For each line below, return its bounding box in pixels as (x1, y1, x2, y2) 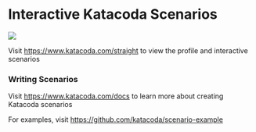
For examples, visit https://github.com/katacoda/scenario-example (8, 115, 223, 124)
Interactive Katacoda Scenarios (8, 5, 218, 23)
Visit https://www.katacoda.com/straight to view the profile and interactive (8, 45, 248, 55)
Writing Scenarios (8, 73, 78, 84)
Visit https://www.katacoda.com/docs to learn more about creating (8, 91, 224, 101)
